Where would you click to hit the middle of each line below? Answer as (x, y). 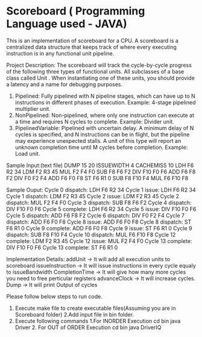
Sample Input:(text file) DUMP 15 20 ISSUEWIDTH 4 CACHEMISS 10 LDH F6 (100, 165)
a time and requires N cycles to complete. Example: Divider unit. (94, 121)
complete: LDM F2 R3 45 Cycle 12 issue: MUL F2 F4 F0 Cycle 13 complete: (99, 241)
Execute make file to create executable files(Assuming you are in (95, 308)
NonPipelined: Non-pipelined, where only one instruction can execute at (105, 115)
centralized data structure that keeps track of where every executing (91, 47)
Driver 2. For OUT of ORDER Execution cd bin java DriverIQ (88, 327)
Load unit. (27, 153)
